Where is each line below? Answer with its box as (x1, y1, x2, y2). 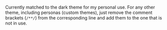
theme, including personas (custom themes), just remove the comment (5, 9, 153, 15)
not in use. (5, 20, 27, 26)
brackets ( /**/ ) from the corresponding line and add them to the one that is (5, 15, 162, 20)
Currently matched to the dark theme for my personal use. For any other (5, 4, 155, 10)
